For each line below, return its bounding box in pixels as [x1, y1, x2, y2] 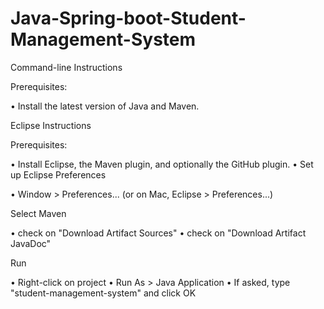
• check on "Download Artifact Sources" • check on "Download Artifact [10, 227, 307, 239]
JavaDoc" [10, 237, 52, 249]
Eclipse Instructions [10, 119, 92, 131]
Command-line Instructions [10, 61, 123, 73]
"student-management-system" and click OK [10, 287, 197, 299]
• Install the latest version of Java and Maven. [10, 100, 200, 112]
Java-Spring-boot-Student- [10, 7, 247, 30]
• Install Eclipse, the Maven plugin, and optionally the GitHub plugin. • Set [10, 158, 314, 170]
